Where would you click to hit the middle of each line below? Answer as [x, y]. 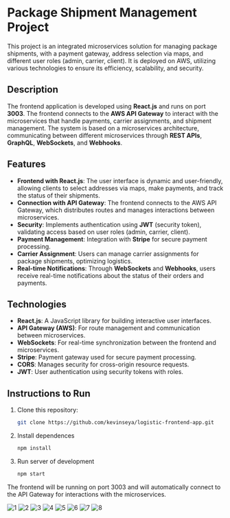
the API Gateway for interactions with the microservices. [87, 494]
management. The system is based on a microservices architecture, [103, 128]
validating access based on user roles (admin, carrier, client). [103, 232]
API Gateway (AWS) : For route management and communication [108, 328]
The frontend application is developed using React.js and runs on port [106, 106]
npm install [34, 448]
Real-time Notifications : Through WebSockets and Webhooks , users [116, 268]
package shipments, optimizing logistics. [74, 261]
